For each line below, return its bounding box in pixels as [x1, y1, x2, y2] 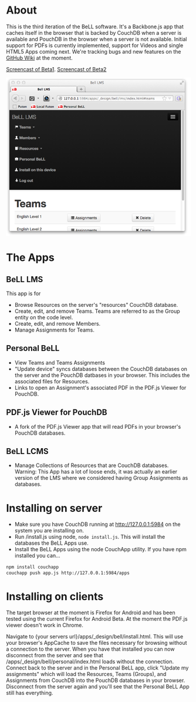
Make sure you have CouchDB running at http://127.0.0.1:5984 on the [14, 521, 181, 528]
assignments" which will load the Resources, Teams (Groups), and [6, 671, 167, 678]
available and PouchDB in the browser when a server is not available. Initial [6, 35, 187, 42]
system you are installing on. [14, 527, 84, 534]
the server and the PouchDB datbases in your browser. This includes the [14, 372, 190, 379]
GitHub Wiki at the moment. [6, 54, 73, 61]
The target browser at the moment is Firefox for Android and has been [6, 609, 175, 616]
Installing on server [6, 501, 103, 515]
